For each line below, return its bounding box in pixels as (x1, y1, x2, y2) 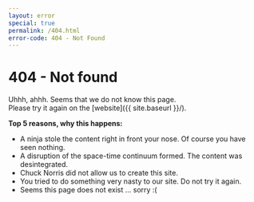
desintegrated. (19, 160, 69, 169)
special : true (8, 19, 56, 27)
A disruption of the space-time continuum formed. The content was (19, 151, 243, 160)
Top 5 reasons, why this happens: (8, 119, 123, 129)
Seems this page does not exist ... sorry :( (19, 185, 157, 195)
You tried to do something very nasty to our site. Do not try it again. (19, 176, 242, 186)
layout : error (8, 11, 56, 20)
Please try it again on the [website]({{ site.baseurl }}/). (8, 103, 187, 113)
